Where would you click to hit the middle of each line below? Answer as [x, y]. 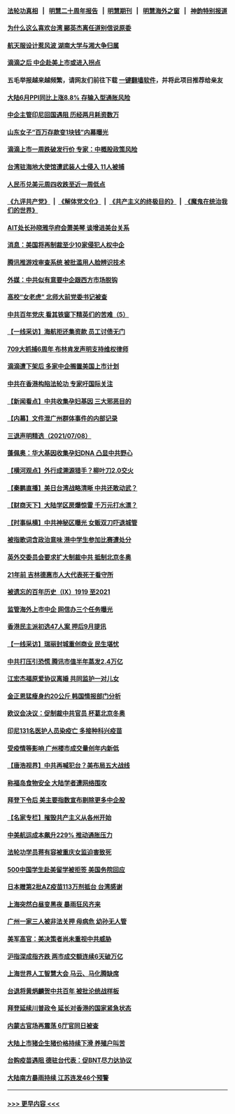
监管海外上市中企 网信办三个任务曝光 [60, 609]
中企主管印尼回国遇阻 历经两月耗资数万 [63, 115]
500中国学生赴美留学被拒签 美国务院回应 [66, 869]
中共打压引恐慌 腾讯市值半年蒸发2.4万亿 [65, 661]
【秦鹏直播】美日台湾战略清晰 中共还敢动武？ [72, 488]
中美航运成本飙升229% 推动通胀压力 [60, 835]
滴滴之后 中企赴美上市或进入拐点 [54, 62]
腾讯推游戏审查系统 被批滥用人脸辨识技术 [66, 262]
